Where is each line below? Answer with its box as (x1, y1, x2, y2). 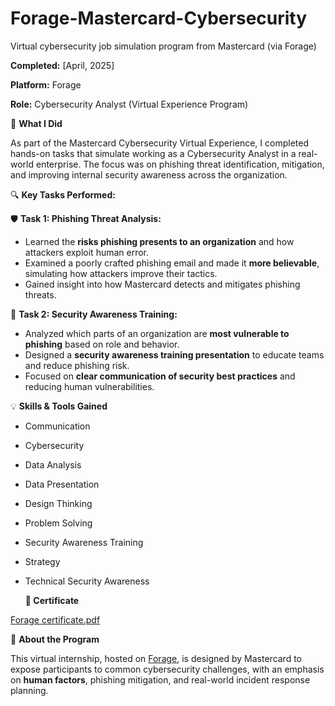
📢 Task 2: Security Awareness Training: (10, 308, 178, 320)
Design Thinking (24, 497, 93, 509)
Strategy (24, 555, 61, 567)
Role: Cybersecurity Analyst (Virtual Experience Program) (10, 98, 249, 110)
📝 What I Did (10, 117, 63, 129)
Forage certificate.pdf (10, 613, 101, 626)
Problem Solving (24, 517, 93, 529)
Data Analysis (24, 458, 82, 471)
